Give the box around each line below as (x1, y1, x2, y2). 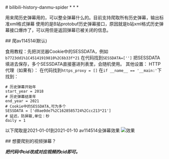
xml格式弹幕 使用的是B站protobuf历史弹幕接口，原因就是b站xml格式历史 (9, 21, 159, 27)
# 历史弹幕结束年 (5, 94, 36, 99)
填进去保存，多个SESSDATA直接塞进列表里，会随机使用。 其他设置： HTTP (5, 61, 161, 67)
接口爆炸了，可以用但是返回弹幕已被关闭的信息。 (9, 27, 111, 33)
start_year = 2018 (5, 89, 44, 94)
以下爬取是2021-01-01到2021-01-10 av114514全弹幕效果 (5, 127, 120, 133)
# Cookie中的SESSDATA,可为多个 (5, 104, 66, 109)
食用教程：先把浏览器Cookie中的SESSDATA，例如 (5, 49, 109, 54)
